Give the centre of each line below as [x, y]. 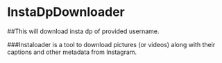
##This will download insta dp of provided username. [83, 31]
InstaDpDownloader [66, 12]
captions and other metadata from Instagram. [72, 52]
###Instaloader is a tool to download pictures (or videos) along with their [111, 44]
